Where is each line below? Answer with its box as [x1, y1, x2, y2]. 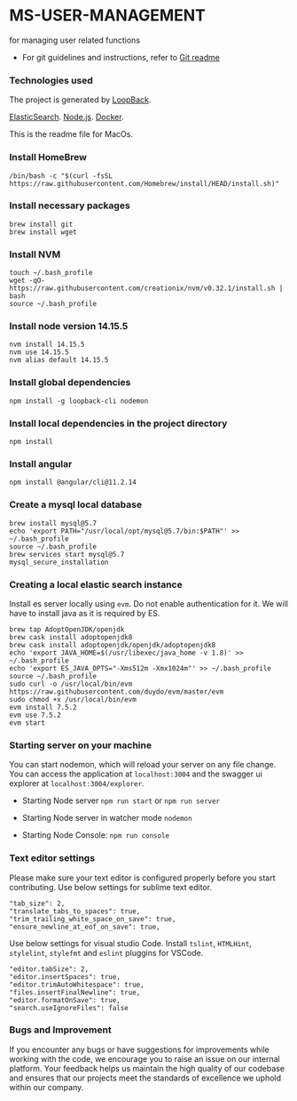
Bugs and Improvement [9, 1024, 113, 1036]
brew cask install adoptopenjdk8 [9, 632, 133, 641]
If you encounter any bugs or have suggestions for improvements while [9, 1044, 270, 1055]
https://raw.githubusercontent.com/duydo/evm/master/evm [9, 687, 224, 696]
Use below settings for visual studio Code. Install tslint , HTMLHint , [9, 937, 253, 948]
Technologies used [9, 74, 93, 86]
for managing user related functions [9, 35, 140, 45]
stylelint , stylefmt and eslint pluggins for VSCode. [9, 947, 204, 958]
